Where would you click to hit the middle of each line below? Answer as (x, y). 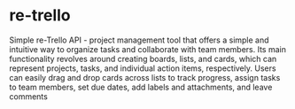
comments (29, 96)
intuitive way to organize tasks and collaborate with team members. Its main (147, 49)
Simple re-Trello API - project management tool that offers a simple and (139, 40)
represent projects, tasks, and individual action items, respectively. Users (143, 68)
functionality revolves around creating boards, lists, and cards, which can (143, 58)
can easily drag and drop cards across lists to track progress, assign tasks (145, 77)
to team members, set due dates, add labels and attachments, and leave (141, 87)
